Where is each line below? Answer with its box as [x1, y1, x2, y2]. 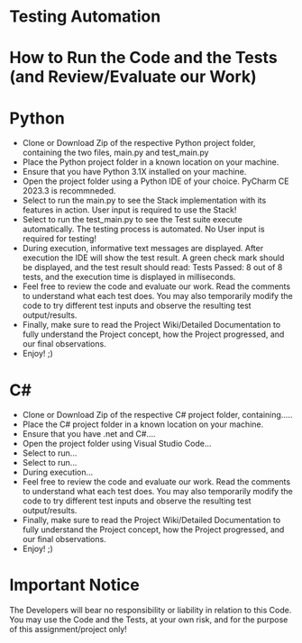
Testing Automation [9, 6, 161, 27]
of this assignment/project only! [9, 624, 128, 635]
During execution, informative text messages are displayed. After [22, 243, 264, 254]
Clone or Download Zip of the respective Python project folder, [22, 138, 256, 149]
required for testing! [22, 233, 97, 244]
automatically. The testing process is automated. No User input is [22, 223, 265, 235]
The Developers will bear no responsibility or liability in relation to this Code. [9, 605, 292, 616]
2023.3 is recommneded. [22, 186, 116, 196]
